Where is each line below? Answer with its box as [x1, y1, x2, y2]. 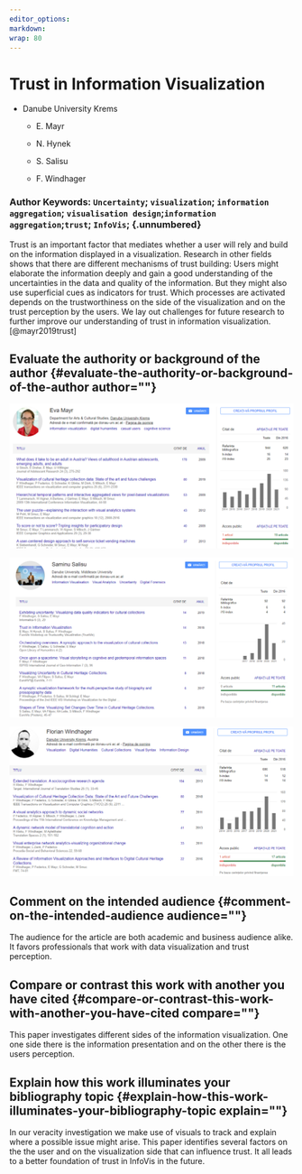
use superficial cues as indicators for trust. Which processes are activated [9, 287, 286, 298]
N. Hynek [35, 138, 71, 149]
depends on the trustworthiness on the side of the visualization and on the [9, 296, 286, 307]
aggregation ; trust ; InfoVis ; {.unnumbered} [9, 218, 202, 231]
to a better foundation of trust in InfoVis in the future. [9, 1156, 206, 1167]
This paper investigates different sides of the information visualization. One [9, 1030, 288, 1040]
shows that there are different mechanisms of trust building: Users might [9, 258, 279, 269]
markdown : [9, 23, 47, 33]
